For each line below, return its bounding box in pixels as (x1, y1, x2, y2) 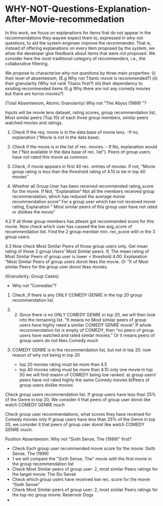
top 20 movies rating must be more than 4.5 (19, 361, 107, 367)
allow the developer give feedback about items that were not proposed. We (5, 50, 156, 56)
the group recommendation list (12, 461, 74, 467)
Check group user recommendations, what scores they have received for (5, 411, 151, 417)
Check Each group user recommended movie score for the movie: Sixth (12, 445, 156, 451)
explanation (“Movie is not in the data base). (12, 134, 100, 140)
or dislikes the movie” (12, 209, 55, 214)
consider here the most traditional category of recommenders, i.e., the (5, 55, 146, 61)
